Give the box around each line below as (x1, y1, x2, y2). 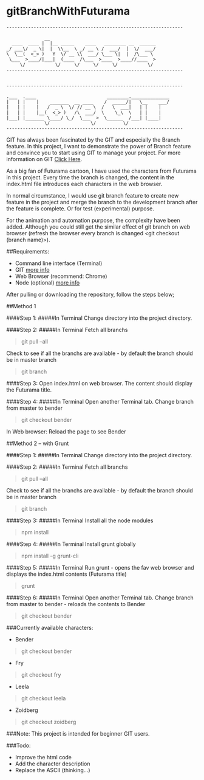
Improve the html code (15, 753, 72, 761)
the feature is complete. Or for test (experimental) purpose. (6, 205, 155, 212)
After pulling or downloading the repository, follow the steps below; (6, 291, 175, 298)
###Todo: (6, 742, 31, 749)
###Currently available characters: (6, 624, 93, 631)
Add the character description (15, 760, 90, 767)
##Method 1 (6, 302, 36, 309)
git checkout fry (21, 671, 61, 678)
